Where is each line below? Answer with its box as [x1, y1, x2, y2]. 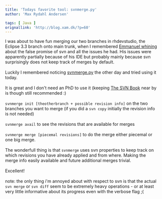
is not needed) [5, 111, 34, 117]
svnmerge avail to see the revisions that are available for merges [5, 121, 135, 127]
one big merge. [5, 137, 36, 143]
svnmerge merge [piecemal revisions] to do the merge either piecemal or [5, 132, 153, 138]
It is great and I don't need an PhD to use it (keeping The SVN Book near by [5, 85, 157, 91]
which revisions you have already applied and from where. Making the [5, 152, 146, 159]
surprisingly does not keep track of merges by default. [5, 59, 115, 65]
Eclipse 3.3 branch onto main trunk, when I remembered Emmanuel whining [5, 43, 157, 49]
